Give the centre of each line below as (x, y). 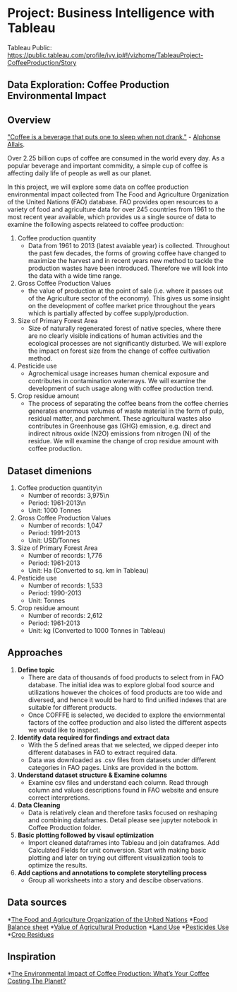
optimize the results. (58, 865)
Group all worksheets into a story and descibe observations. (115, 880)
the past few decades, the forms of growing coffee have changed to (127, 253)
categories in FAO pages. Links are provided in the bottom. (113, 767)
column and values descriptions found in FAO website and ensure (123, 790)
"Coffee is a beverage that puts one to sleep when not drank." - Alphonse (114, 137)
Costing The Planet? (37, 981)
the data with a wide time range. (75, 276)
